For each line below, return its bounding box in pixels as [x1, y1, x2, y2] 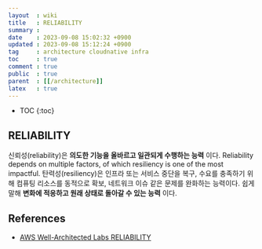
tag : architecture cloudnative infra [8, 48, 149, 56]
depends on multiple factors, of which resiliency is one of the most [8, 159, 224, 169]
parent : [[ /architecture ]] [8, 77, 104, 85]
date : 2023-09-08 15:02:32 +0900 [8, 33, 132, 42]
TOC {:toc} [19, 106, 55, 115]
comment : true [8, 63, 58, 71]
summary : [8, 26, 41, 34]
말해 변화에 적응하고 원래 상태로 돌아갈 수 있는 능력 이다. [8, 189, 178, 198]
